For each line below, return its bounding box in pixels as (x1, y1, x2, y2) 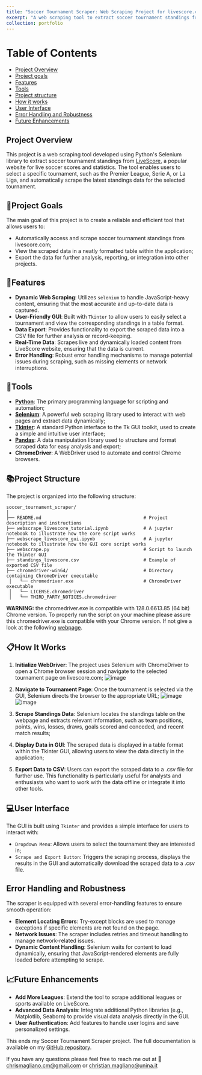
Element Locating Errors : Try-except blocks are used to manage (14, 917, 176, 925)
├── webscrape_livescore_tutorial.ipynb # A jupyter (6, 526, 173, 532)
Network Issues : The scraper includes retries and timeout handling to (14, 930, 188, 937)
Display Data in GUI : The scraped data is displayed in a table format (14, 741, 183, 748)
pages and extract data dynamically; (14, 417, 106, 424)
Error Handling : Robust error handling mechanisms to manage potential (14, 351, 193, 359)
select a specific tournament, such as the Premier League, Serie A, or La (6, 170, 186, 177)
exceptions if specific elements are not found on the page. (14, 924, 160, 931)
